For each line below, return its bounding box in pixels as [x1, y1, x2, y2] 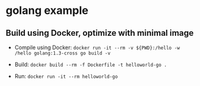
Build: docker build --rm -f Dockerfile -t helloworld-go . [14, 61, 167, 68]
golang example [5, 4, 89, 18]
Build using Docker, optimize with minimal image [5, 28, 194, 38]
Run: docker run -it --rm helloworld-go [14, 73, 118, 79]
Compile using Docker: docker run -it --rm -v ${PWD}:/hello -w [14, 44, 180, 51]
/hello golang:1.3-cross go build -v [14, 50, 111, 56]
